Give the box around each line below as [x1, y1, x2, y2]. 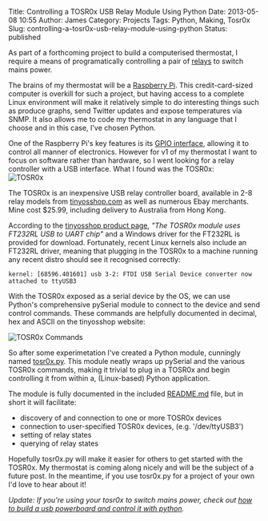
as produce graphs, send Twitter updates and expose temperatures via [8, 106, 242, 115]
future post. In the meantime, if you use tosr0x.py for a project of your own [8, 471, 255, 480]
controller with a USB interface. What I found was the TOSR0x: [8, 164, 214, 173]
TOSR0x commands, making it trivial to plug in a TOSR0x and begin [8, 365, 230, 374]
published [8, 32, 42, 42]
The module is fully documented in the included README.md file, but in [8, 389, 244, 398]
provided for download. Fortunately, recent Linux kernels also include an [8, 238, 247, 247]
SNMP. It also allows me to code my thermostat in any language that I [8, 115, 238, 123]
